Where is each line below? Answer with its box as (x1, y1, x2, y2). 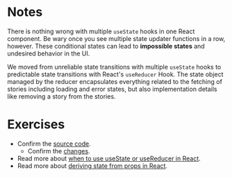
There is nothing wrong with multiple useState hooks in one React (7, 27, 195, 35)
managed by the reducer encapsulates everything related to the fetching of (7, 77, 222, 85)
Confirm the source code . (17, 140, 92, 148)
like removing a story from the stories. (7, 92, 116, 101)
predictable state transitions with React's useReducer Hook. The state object (7, 70, 224, 78)
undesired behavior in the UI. (7, 49, 90, 58)
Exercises (7, 117, 65, 133)
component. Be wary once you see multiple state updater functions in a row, (7, 34, 226, 42)
